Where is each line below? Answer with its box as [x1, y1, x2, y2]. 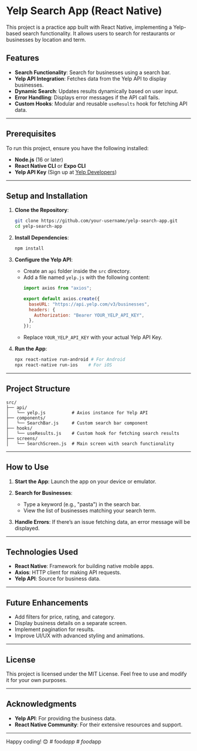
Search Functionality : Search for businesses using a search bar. [14, 69, 171, 76]
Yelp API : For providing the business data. [14, 715, 116, 722]
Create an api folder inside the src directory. [23, 268, 131, 274]
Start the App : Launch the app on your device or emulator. [14, 478, 157, 485]
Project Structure [6, 384, 70, 394]
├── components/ [6, 415, 46, 421]
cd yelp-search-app [14, 224, 63, 230]
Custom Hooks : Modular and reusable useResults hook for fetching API [14, 100, 188, 107]
